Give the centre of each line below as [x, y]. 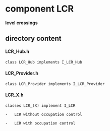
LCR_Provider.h [22, 73]
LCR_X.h [14, 95]
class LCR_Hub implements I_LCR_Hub [44, 62]
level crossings [21, 23]
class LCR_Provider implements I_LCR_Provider [55, 84]
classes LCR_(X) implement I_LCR [40, 106]
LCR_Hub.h [17, 51]
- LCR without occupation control [44, 114]
